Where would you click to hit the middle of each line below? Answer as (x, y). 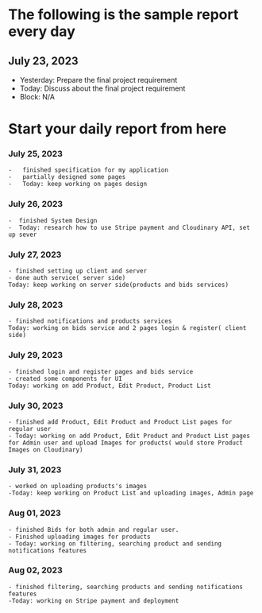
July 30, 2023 (36, 405)
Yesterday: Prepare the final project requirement (98, 80)
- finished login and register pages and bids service (101, 371)
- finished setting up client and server (78, 271)
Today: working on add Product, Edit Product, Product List (110, 386)
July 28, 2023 (36, 305)
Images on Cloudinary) (46, 450)
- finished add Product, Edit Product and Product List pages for (120, 422)
